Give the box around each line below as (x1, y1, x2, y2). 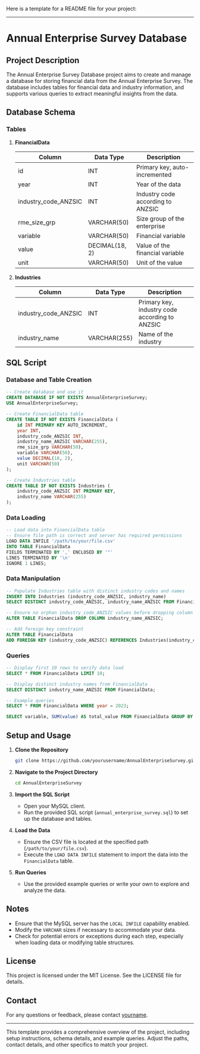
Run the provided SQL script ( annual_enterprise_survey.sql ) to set (23, 808, 189, 816)
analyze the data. (23, 886, 67, 894)
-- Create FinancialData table (6, 411, 84, 417)
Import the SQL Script (14, 790, 70, 798)
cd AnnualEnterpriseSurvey (14, 780, 82, 786)
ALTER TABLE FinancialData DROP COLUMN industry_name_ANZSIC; (6, 616, 164, 622)
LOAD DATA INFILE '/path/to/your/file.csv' (6, 538, 116, 545)
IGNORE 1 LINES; (6, 560, 46, 566)
